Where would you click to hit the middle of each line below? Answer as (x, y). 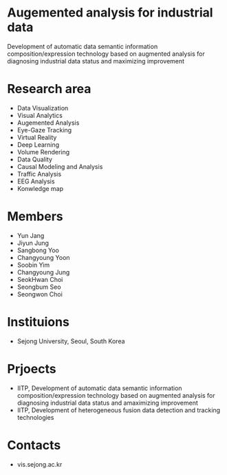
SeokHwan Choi (40, 279)
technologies (35, 417)
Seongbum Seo (39, 287)
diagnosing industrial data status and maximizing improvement (96, 61)
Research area (49, 89)
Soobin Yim (33, 265)
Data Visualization (43, 108)
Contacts (34, 445)
